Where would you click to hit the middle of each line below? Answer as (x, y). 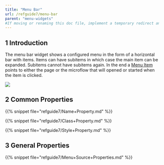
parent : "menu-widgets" (29, 18)
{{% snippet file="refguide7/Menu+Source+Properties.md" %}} (69, 157)
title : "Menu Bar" (24, 9)
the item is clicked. (24, 75)
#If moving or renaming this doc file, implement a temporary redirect (79, 23)
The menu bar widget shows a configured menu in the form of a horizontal (80, 55)
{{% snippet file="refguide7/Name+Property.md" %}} (59, 111)
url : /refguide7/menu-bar (31, 14)
